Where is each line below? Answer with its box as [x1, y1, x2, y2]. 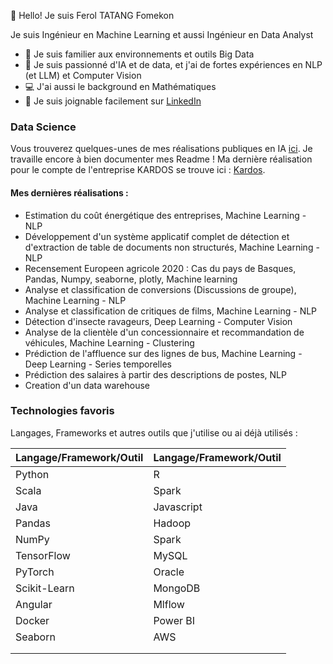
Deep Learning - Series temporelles [24, 358, 172, 370]
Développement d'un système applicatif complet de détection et [24, 230, 290, 242]
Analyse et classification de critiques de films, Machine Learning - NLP [24, 305, 318, 317]
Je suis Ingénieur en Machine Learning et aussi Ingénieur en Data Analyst [10, 29, 314, 40]
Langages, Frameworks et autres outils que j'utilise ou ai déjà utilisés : [10, 426, 298, 439]
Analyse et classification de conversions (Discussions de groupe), [24, 283, 297, 295]
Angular [15, 597, 53, 611]
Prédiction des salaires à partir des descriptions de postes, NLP [24, 368, 287, 380]
